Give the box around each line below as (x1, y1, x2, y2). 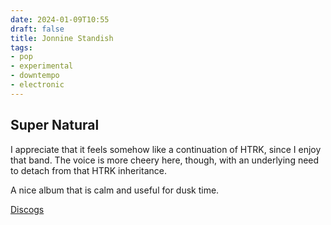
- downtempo (10, 71, 60, 81)
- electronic (10, 80, 65, 90)
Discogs (10, 203, 45, 215)
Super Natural (10, 117, 100, 134)
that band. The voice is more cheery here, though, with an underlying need (10, 154, 320, 166)
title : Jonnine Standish (10, 33, 114, 43)
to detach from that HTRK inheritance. (10, 164, 167, 176)
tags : (10, 42, 33, 53)
